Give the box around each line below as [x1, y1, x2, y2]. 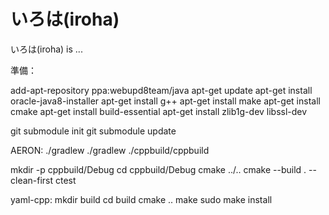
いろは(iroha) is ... [10, 43, 83, 55]
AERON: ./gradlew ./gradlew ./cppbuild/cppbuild [10, 144, 210, 156]
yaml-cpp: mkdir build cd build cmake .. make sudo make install [10, 193, 273, 205]
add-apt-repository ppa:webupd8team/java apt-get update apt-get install [10, 84, 313, 96]
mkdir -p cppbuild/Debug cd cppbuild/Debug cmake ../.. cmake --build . [10, 163, 307, 175]
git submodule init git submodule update [10, 125, 177, 137]
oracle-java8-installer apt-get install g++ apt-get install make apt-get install [10, 95, 321, 107]
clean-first [10, 174, 54, 186]
